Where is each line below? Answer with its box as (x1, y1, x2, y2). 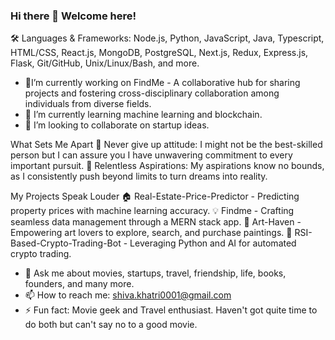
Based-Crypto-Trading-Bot (10, 237, 122, 249)
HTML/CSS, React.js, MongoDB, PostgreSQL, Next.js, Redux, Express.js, (10, 47, 309, 59)
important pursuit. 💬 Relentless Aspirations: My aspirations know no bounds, (10, 160, 325, 172)
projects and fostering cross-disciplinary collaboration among (24, 87, 280, 99)
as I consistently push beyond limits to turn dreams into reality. (10, 170, 268, 183)
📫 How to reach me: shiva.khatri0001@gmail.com (24, 289, 232, 301)
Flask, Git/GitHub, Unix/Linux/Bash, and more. (10, 57, 200, 69)
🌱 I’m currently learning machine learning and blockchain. (24, 109, 263, 121)
